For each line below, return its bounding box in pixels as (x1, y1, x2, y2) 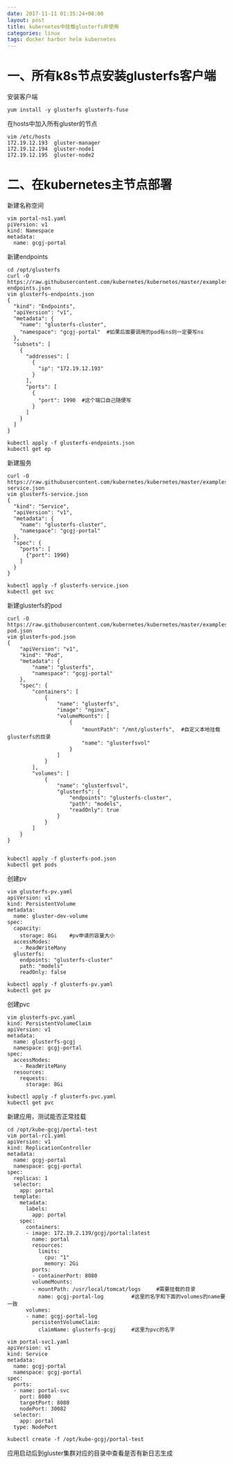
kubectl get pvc (7, 1099, 54, 1106)
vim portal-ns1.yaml (7, 215, 67, 222)
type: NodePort (13, 1424, 58, 1431)
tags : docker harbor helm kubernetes (7, 36, 116, 43)
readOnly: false (19, 969, 67, 976)
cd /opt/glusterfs (7, 266, 60, 273)
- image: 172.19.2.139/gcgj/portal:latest (25, 1230, 150, 1236)
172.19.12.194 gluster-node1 (7, 145, 95, 153)
